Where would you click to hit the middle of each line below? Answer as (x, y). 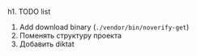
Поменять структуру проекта (71, 36)
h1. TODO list (29, 12)
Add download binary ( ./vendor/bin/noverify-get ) (104, 27)
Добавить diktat (47, 44)
